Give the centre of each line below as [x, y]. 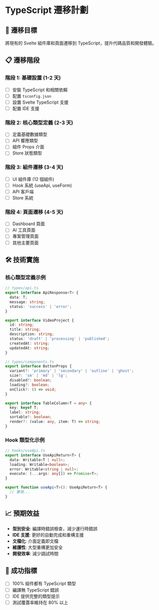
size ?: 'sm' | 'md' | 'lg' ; [39, 376]
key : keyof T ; [24, 408]
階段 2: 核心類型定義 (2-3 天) [39, 123]
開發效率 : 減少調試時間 [35, 553]
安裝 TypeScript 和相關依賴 [40, 90]
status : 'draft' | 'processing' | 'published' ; [60, 339]
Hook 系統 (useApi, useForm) [42, 185]
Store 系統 [23, 198]
